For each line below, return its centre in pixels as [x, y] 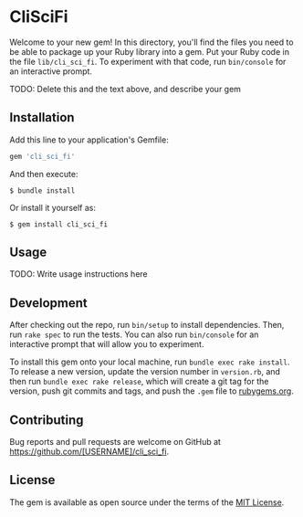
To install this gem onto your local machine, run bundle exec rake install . [150, 362]
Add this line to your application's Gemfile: [89, 140]
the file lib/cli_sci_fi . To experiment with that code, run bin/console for [148, 61]
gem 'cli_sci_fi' [42, 156]
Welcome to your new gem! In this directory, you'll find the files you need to [151, 42]
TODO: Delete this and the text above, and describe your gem [125, 89]
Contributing [47, 420]
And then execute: [44, 174]
